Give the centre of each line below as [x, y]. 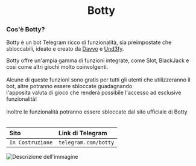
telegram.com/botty [86, 143]
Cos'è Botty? [26, 30]
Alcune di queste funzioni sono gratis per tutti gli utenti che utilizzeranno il [99, 80]
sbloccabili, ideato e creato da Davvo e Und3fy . [65, 49]
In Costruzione [31, 143]
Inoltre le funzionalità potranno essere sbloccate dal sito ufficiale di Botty [97, 112]
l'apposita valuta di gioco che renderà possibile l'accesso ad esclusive [94, 93]
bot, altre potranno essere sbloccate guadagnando [69, 86]
